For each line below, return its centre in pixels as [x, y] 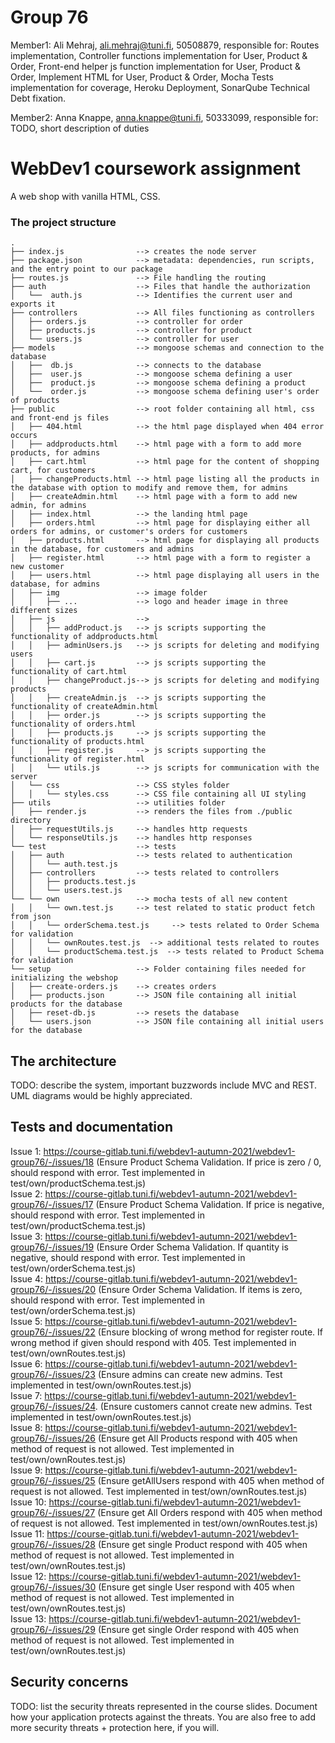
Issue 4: [26, 1278]
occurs [24, 436]
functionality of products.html [77, 742]
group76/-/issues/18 [52, 1162]
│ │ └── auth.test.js [64, 864]
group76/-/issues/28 [53, 1544]
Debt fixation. [38, 98]
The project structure [63, 222]
